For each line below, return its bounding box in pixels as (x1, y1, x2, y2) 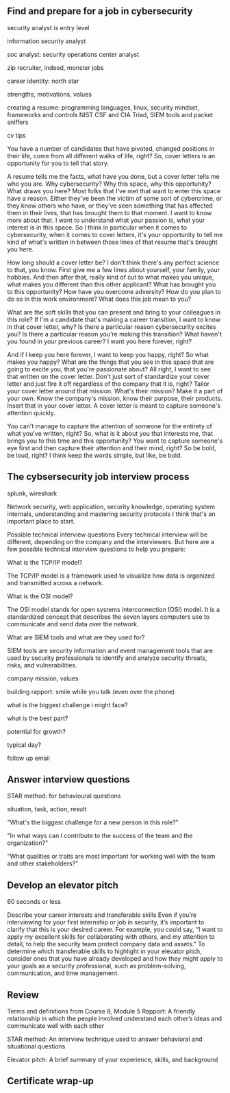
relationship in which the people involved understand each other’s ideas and (7, 1014, 222, 1023)
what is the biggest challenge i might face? (7, 700, 128, 709)
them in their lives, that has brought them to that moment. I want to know (7, 208, 212, 217)
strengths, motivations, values (7, 90, 92, 98)
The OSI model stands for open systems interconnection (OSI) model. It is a (7, 605, 220, 613)
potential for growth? (7, 727, 66, 735)
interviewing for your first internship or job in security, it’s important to (7, 918, 205, 926)
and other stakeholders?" (7, 859, 79, 868)
